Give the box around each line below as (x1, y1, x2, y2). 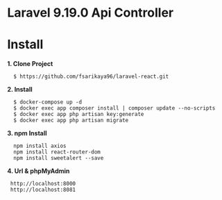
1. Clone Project (7, 60, 53, 68)
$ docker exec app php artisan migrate (13, 117, 129, 124)
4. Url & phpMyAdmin (7, 167, 70, 175)
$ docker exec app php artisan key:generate (13, 111, 144, 118)
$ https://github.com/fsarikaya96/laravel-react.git (13, 73, 169, 81)
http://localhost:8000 (10, 181, 76, 187)
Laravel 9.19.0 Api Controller (7, 5, 174, 21)
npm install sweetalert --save (13, 155, 104, 162)
